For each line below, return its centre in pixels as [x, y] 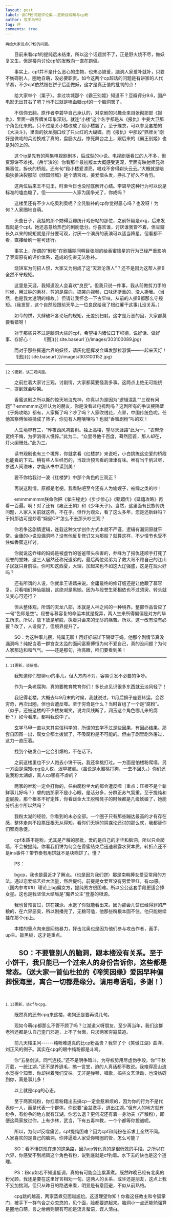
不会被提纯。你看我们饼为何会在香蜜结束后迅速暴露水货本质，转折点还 [88, 847]
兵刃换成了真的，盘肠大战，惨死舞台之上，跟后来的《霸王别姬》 [95, 139]
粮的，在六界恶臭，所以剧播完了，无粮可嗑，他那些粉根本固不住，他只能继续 [86, 911]
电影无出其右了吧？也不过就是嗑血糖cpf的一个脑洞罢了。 [65, 102]
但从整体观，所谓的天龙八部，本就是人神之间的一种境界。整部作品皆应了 [90, 607]
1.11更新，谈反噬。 [23, 665]
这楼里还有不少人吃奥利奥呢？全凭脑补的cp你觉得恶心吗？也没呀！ [84, 203]
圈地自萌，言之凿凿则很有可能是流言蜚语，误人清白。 [66, 1209]
